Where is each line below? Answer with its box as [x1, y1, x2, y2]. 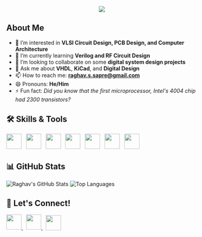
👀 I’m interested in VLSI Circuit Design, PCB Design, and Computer [15, 39, 184, 46]
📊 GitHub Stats [6, 161, 66, 172]
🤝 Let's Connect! [6, 198, 71, 209]
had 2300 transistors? [15, 96, 71, 103]
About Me [6, 23, 44, 33]
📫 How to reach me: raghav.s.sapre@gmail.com [15, 72, 140, 79]
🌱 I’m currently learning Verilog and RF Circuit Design [15, 52, 150, 59]
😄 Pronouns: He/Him [15, 80, 69, 87]
